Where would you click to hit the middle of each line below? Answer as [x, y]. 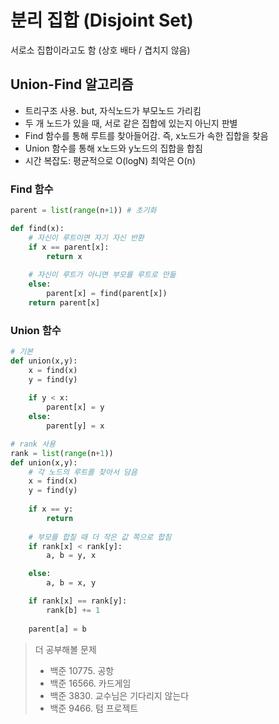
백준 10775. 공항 [82, 670]
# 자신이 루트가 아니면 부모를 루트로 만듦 [102, 275]
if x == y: [51, 509]
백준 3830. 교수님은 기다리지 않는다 [119, 695]
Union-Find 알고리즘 [72, 84]
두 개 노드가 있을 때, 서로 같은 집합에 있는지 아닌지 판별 [131, 123]
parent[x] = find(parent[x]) [107, 294]
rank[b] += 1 [73, 610]
